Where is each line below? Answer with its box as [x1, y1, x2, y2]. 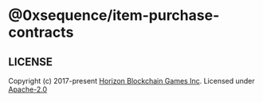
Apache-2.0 [8, 84, 48, 94]
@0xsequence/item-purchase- [8, 6, 220, 25]
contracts [8, 23, 74, 41]
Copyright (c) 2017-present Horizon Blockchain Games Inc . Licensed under [8, 76, 255, 85]
